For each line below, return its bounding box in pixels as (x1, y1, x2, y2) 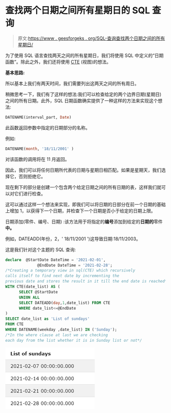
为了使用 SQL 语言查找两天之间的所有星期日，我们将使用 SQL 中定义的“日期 (5, 52, 164, 59)
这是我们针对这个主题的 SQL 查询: (5, 246, 76, 253)
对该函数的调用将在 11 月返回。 (5, 156, 70, 162)
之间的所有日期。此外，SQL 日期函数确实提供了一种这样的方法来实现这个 (5, 97, 158, 103)
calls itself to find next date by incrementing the (5, 273, 120, 279)
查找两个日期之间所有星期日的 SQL (5, 5, 150, 16)
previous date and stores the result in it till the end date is (5, 279, 147, 284)
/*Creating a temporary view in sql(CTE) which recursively (5, 268, 136, 273)
